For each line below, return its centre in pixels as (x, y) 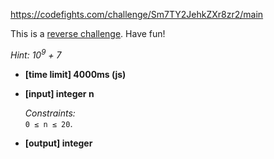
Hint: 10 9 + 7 (36, 54)
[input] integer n (59, 93)
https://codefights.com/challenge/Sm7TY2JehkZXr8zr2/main (137, 14)
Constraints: (50, 113)
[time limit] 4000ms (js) (75, 74)
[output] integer (58, 143)
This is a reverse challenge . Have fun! (88, 33)
